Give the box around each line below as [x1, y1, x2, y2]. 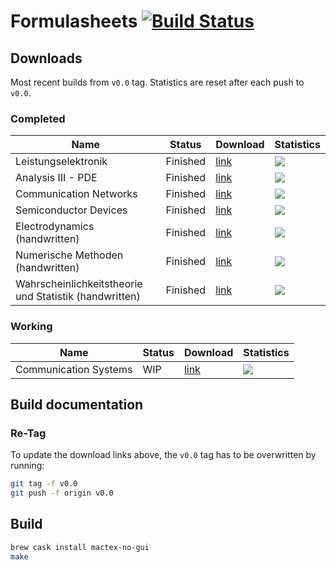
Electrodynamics [15, 220, 95, 234]
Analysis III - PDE [15, 171, 98, 185]
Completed [10, 111, 66, 125]
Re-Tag [10, 426, 47, 440]
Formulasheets [10, 10, 138, 33]
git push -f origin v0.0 [10, 488, 114, 499]
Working [10, 320, 53, 334]
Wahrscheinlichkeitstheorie [15, 277, 143, 291]
